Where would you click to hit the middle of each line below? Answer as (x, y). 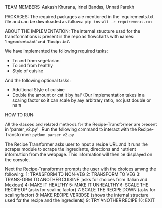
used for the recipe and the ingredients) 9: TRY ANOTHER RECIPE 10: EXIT (80, 200)
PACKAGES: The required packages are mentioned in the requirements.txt (79, 16)
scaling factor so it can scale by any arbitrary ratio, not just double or (81, 100)
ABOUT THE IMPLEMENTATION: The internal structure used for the (73, 31)
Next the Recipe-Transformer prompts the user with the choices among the (81, 169)
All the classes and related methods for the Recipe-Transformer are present (81, 124)
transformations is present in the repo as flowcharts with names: (70, 36)
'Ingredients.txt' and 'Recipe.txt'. (38, 42)
